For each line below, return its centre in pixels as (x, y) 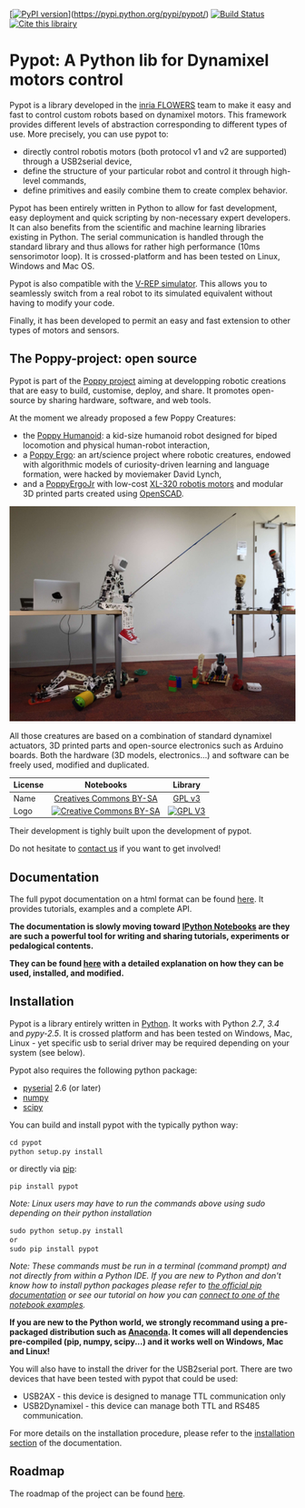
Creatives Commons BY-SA (106, 798)
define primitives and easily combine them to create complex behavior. (155, 190)
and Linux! (30, 1351)
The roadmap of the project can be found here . (98, 1493)
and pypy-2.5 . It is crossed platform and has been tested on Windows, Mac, (151, 1033)
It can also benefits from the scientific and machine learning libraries (138, 227)
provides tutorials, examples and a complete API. (101, 909)
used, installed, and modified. (67, 973)
